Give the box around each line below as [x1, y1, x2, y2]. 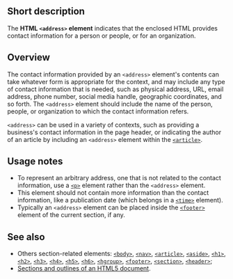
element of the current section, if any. [17, 211, 125, 219]
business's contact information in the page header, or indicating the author [7, 128, 222, 136]
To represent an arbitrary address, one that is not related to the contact [17, 174, 221, 182]
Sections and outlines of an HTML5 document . [17, 264, 151, 273]
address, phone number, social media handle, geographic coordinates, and [7, 92, 223, 100]
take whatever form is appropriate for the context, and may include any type [7, 77, 225, 86]
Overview [7, 51, 51, 63]
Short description [7, 6, 86, 17]
